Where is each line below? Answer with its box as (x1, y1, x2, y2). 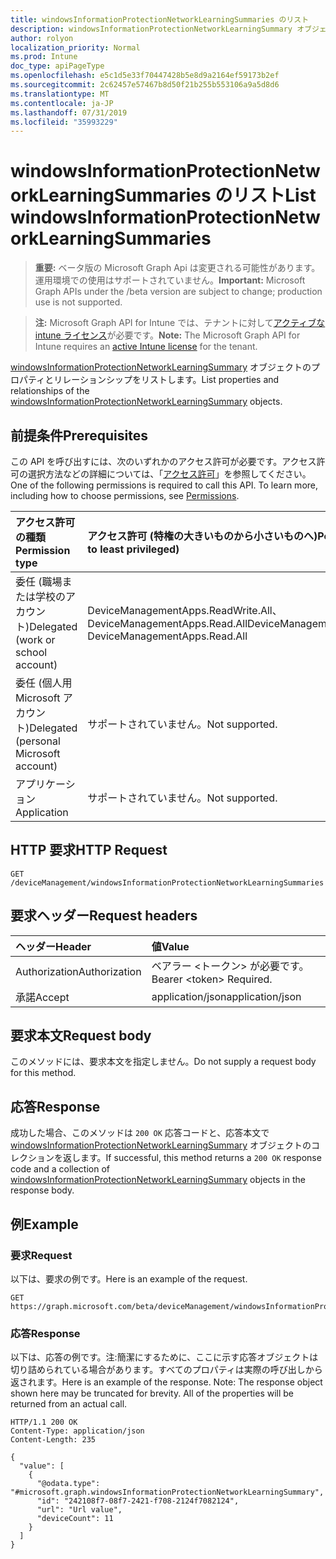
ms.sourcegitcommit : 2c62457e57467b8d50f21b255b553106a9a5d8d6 (10, 80, 280, 90)
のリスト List (214, 184, 317, 207)
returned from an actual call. (10, 1398, 128, 1410)
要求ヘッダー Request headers (10, 907, 198, 925)
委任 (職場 (15, 575, 63, 588)
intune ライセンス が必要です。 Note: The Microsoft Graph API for (34, 329, 301, 341)
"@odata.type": (36, 1479, 101, 1489)
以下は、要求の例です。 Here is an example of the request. (10, 1272, 248, 1285)
